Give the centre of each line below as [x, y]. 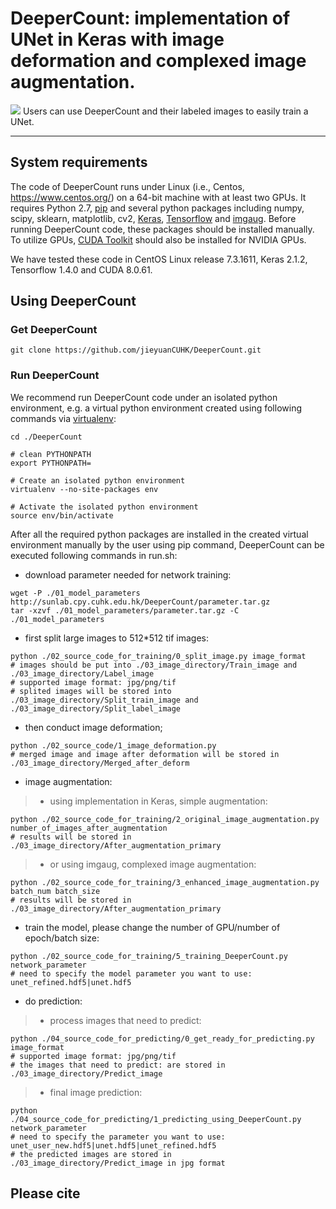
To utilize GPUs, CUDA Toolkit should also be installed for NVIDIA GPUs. [158, 239]
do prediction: [53, 1001]
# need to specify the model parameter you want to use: [131, 973]
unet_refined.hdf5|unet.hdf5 [71, 982]
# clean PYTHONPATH [51, 454]
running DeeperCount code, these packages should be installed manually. [162, 229]
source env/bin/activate [62, 515]
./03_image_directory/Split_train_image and [104, 700]
